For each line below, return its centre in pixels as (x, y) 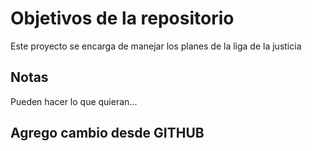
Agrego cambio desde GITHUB (107, 133)
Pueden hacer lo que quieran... (74, 101)
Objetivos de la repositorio (122, 18)
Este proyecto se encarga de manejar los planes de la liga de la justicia (156, 46)
